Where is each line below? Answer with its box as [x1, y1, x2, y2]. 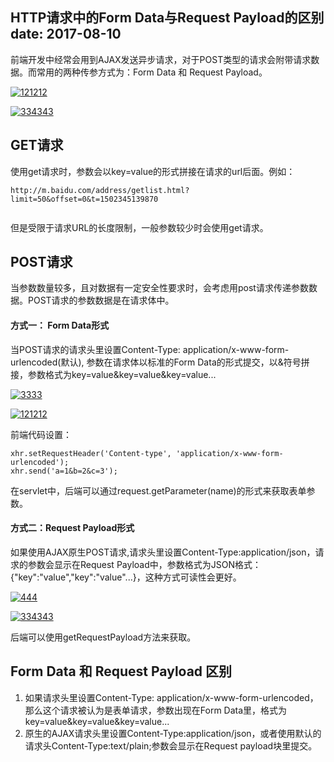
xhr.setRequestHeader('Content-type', [10, 448, 172, 458]
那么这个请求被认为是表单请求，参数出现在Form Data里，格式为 [24, 704, 288, 716]
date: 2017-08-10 [10, 26, 122, 43]
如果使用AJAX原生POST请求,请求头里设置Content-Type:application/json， [10, 546, 316, 558]
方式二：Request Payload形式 [10, 522, 135, 534]
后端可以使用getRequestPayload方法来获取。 [10, 631, 197, 643]
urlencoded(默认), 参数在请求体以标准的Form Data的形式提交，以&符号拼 [10, 356, 310, 368]
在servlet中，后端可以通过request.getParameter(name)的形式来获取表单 [10, 484, 307, 497]
